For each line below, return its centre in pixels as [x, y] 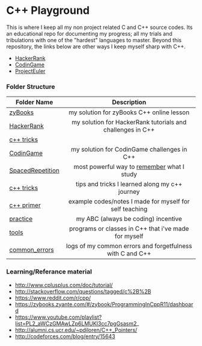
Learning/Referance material [49, 272]
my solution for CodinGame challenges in [129, 150]
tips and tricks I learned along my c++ [129, 184]
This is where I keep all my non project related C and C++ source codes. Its [99, 27]
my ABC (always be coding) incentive [129, 219]
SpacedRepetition [35, 171]
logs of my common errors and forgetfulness [129, 246]
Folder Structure [31, 86]
